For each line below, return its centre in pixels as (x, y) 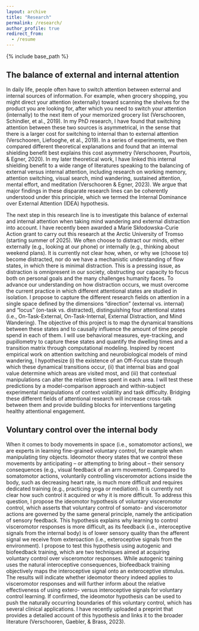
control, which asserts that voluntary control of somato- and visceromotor (97, 508)
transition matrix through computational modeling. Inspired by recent (90, 348)
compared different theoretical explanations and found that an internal (92, 146)
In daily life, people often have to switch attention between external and (94, 89)
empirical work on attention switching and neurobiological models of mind (97, 354)
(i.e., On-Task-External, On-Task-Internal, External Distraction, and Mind (94, 316)
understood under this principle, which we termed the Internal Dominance (97, 197)
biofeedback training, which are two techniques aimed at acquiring (88, 552)
